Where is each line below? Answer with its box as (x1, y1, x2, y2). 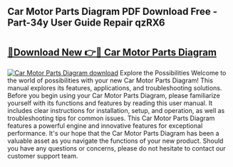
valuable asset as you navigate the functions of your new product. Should (7, 136, 224, 145)
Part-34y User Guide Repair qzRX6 (7, 17, 165, 29)
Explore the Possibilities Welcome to (120, 69, 227, 77)
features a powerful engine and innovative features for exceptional (7, 122, 203, 130)
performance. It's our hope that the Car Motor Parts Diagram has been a (7, 129, 219, 137)
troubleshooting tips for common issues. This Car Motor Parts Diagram (7, 114, 215, 122)
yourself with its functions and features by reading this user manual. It (7, 99, 213, 107)
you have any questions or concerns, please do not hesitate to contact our (7, 144, 226, 152)
